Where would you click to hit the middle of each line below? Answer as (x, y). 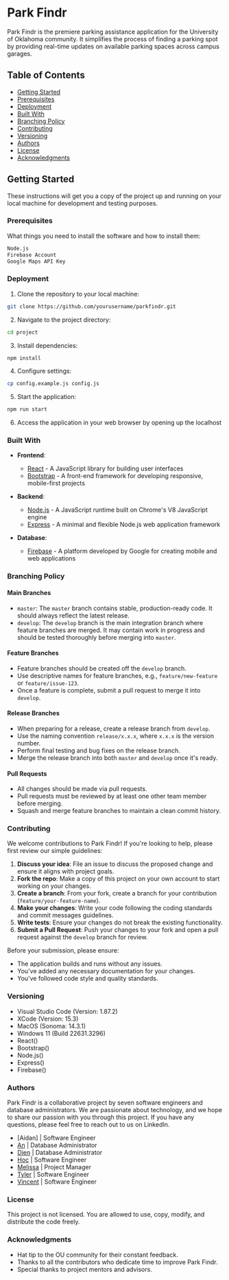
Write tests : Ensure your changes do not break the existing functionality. (120, 922)
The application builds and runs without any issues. (89, 964)
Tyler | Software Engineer (53, 1175)
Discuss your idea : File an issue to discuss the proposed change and (115, 864)
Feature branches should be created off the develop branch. (102, 668)
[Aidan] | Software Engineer (56, 1138)
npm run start (27, 410)
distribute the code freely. (44, 1222)
